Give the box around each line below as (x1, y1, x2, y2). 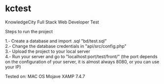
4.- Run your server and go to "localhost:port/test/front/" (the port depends (5, 53, 158, 59)
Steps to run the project (5, 28, 53, 34)
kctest (5, 3, 31, 14)
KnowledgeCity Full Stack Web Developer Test (5, 19, 99, 25)
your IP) (5, 64, 21, 70)
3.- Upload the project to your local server (5, 48, 90, 54)
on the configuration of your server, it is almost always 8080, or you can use (5, 59, 160, 64)
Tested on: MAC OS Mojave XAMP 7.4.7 (5, 73, 85, 79)
